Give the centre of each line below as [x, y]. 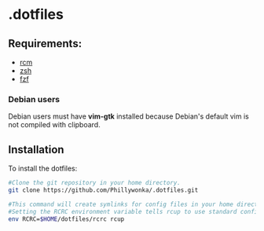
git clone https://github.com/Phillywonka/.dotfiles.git [103, 190]
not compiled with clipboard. [54, 125]
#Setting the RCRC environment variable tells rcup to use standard [123, 211]
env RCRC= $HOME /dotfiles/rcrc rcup [66, 219]
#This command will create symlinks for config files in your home [121, 204]
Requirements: [45, 44]
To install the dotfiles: [43, 169]
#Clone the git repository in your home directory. [94, 183]
